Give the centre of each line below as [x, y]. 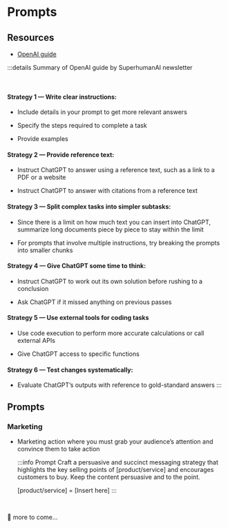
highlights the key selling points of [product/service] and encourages [115, 469]
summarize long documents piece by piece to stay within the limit [110, 229]
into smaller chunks [45, 250]
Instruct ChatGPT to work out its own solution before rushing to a [110, 281]
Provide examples [42, 139]
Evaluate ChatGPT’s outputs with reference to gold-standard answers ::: [120, 385]
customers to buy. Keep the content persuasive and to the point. [108, 477]
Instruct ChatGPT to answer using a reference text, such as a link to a [116, 170]
